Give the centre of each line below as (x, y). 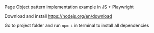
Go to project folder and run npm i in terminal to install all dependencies (77, 25)
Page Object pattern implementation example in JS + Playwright (69, 7)
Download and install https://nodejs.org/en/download (58, 16)
